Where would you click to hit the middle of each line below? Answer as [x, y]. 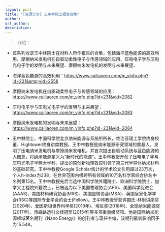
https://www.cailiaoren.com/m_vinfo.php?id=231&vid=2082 [72, 97]
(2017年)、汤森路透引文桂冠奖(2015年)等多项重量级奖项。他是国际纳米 [83, 212]
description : [18, 28]
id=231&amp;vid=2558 [35, 81]
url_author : [17, 23]
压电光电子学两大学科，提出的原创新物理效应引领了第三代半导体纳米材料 [85, 163]
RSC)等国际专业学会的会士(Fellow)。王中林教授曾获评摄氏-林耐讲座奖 [88, 200]
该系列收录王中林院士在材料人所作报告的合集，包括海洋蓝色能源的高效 [83, 53]
